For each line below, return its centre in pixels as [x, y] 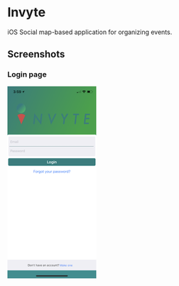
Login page [27, 75]
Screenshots [36, 54]
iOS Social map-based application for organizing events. [90, 32]
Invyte [27, 12]
